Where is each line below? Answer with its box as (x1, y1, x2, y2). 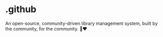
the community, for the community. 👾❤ (5, 25, 87, 31)
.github (5, 4, 37, 15)
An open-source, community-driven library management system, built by (5, 20, 158, 26)
